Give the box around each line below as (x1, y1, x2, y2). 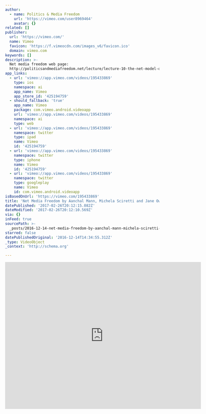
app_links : (5, 71, 27, 76)
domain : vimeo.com (9, 48, 47, 53)
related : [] (5, 25, 29, 30)
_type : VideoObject (5, 240, 45, 244)
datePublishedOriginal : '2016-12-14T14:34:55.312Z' (5, 235, 113, 240)
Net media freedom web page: (9, 62, 69, 67)
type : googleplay (14, 180, 49, 185)
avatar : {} (14, 21, 36, 26)
